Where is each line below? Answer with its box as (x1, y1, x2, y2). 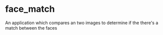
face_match (5, 3, 55, 15)
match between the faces (5, 25, 57, 31)
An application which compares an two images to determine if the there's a (5, 20, 159, 26)
